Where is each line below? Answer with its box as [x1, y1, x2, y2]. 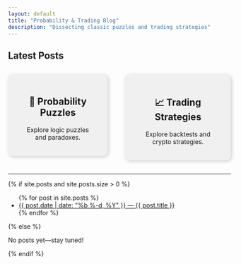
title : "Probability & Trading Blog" [8, 17, 119, 24]
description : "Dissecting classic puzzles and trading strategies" [8, 23, 211, 30]
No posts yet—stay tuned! [8, 236, 84, 244]
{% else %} [8, 222, 42, 230]
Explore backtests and [145, 130, 211, 138]
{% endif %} [8, 249, 45, 258]
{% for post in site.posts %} [18, 193, 100, 202]
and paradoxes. [35, 133, 81, 141]
